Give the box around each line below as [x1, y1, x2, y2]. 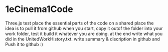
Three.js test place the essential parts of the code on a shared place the [5, 20, 154, 26]
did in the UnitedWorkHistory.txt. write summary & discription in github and [5, 36, 160, 42]
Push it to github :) [5, 41, 44, 47]
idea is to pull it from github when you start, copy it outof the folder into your [5, 25, 163, 31]
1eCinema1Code [5, 3, 74, 15]
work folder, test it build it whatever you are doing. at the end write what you [5, 30, 163, 36]
